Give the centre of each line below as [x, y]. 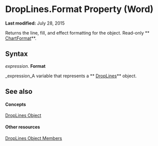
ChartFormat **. [21, 38]
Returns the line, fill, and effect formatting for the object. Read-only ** [77, 33]
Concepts [16, 104]
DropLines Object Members [34, 138]
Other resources [23, 127]
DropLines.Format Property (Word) [80, 9]
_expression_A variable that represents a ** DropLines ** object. [71, 76]
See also [19, 92]
